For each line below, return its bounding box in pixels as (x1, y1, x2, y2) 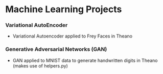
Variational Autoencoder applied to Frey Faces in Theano (12, 33, 133, 39)
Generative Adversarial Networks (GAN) (5, 46, 107, 53)
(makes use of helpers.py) (12, 62, 68, 69)
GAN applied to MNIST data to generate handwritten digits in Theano (12, 57, 158, 63)
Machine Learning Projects (5, 4, 122, 15)
